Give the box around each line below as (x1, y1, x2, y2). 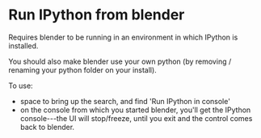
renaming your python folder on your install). (8, 65, 158, 74)
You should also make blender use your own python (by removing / (8, 56, 232, 66)
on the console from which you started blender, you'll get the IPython (19, 105, 251, 115)
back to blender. (19, 122, 75, 132)
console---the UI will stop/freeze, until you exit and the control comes (19, 113, 253, 123)
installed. (8, 40, 39, 50)
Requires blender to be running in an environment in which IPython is (8, 32, 238, 42)
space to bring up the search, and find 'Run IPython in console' (19, 96, 230, 106)
